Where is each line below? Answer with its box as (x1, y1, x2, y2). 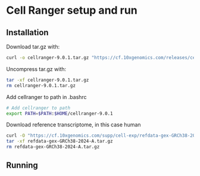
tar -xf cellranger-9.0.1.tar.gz (6, 77, 89, 83)
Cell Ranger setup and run (6, 4, 138, 17)
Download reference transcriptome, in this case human (6, 121, 141, 128)
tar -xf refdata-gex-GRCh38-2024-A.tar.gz (6, 138, 113, 144)
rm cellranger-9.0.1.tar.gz (6, 82, 76, 88)
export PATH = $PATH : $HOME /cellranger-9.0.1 (6, 110, 113, 116)
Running (6, 160, 39, 171)
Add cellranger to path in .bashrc (6, 93, 87, 100)
